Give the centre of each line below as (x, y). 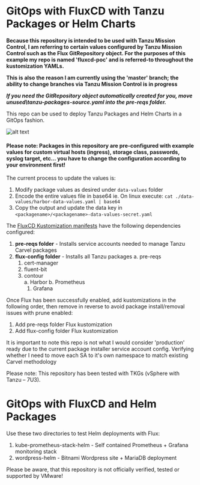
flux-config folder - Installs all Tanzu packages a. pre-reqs (88, 257)
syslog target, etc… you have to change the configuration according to (96, 158)
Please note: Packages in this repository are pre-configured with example (100, 145)
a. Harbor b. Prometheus (54, 282)
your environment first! (36, 165)
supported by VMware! (35, 476)
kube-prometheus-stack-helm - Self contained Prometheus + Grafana (102, 445)
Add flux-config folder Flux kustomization (66, 331)
